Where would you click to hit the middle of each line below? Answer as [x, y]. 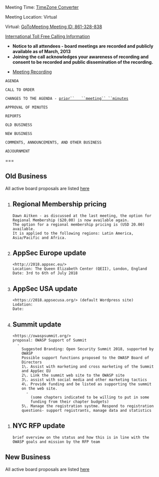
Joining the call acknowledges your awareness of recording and [80, 57]
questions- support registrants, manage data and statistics [86, 411]
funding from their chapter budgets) [70, 402]
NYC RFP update [39, 426]
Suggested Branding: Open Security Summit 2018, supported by [88, 349]
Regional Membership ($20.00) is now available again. [71, 220]
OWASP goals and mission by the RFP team [56, 442]
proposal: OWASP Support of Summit [49, 341]
